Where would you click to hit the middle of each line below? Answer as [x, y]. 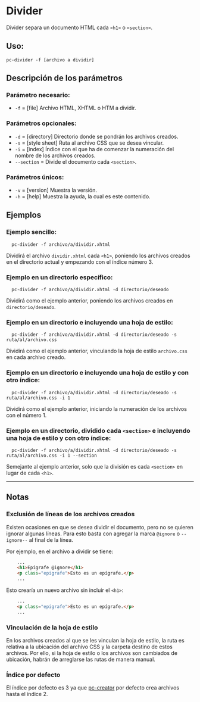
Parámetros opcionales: [41, 123]
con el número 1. [26, 415]
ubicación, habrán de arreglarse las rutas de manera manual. [81, 660]
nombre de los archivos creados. [55, 155]
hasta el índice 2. [27, 694]
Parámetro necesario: [38, 95]
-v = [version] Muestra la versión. [56, 190]
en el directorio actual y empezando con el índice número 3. [80, 262]
